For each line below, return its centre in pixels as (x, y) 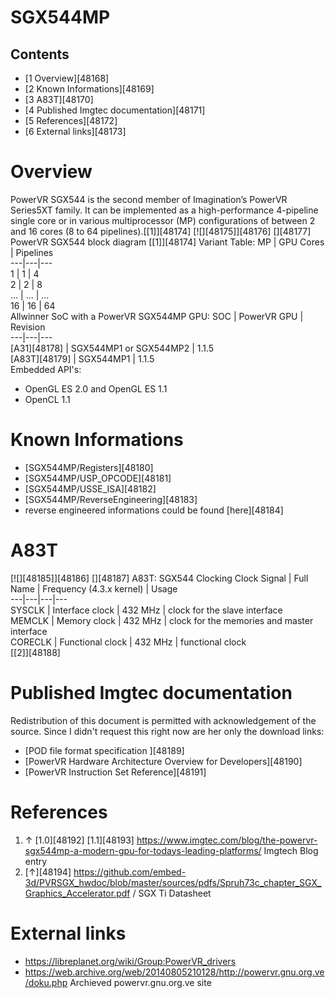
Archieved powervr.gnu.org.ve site (140, 982)
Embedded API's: (46, 369)
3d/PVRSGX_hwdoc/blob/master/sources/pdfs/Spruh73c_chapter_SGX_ (173, 882)
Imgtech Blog (291, 850)
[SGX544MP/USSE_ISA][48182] (90, 488)
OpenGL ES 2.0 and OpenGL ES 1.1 (96, 388)
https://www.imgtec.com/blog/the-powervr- (227, 840)
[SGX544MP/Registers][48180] (89, 467)
